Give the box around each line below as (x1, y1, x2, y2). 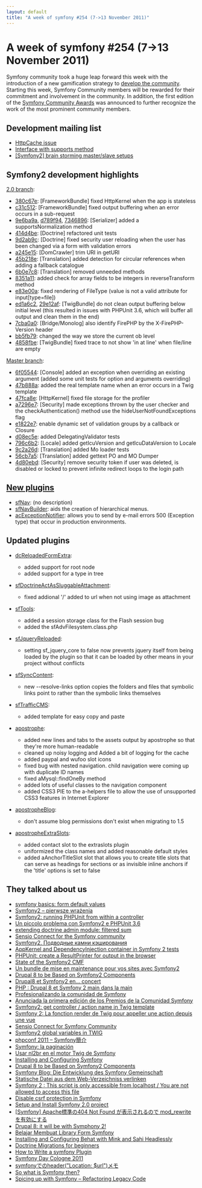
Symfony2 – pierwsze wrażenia (14, 907, 93, 914)
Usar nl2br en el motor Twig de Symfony (14, 1049, 116, 1057)
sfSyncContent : (14, 671, 54, 678)
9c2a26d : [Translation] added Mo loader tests (14, 446, 130, 453)
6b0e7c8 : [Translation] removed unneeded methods (14, 268, 145, 275)
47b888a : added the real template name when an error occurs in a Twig (14, 382, 194, 389)
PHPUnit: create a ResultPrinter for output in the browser (14, 951, 156, 959)
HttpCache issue (14, 139, 57, 146)
